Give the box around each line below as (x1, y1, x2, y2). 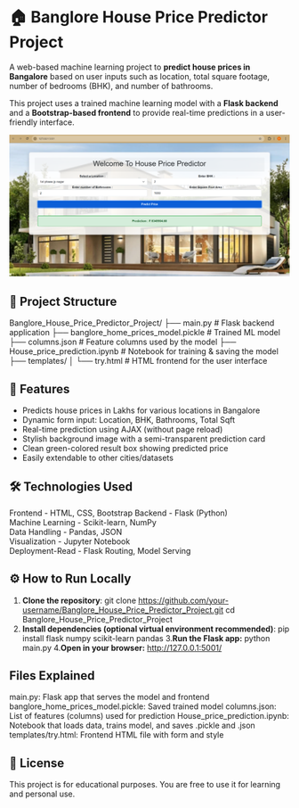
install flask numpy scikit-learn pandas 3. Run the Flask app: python (21, 632, 271, 643)
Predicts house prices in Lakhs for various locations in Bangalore (21, 405, 261, 416)
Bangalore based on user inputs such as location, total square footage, (9, 70, 270, 81)
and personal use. (9, 788, 76, 799)
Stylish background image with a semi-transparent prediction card (21, 433, 266, 444)
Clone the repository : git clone (21, 595, 136, 606)
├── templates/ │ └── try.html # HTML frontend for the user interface (9, 356, 268, 367)
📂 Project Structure (9, 293, 117, 309)
